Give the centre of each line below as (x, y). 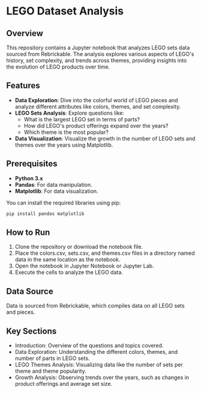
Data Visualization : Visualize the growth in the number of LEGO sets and (105, 138)
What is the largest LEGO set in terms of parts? (82, 119)
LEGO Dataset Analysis (65, 11)
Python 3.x (29, 178)
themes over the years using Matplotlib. (64, 145)
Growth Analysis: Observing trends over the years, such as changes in (102, 377)
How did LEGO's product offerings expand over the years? (96, 126)
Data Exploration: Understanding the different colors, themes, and (96, 352)
